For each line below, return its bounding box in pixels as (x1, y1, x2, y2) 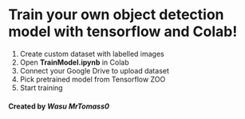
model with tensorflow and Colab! (8, 22, 238, 41)
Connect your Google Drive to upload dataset (19, 65, 170, 75)
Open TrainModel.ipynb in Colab (19, 58, 129, 67)
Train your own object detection (8, 6, 225, 24)
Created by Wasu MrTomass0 (8, 101, 110, 111)
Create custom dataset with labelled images (19, 49, 165, 58)
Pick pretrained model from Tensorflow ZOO (19, 74, 166, 84)
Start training (19, 82, 63, 93)
